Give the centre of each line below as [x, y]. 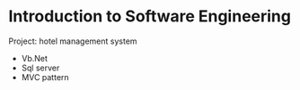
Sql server [40, 68]
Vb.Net [35, 58]
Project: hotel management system [73, 41]
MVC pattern [45, 77]
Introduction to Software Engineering [150, 16]
